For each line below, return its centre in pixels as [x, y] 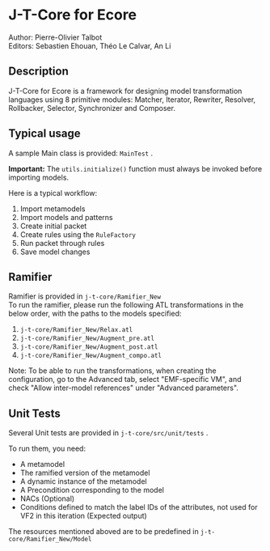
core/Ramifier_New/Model [50, 540]
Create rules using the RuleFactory [78, 234]
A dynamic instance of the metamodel [83, 481]
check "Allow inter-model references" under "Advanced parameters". [123, 388]
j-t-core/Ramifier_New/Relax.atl [76, 330]
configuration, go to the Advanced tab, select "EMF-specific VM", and [125, 379]
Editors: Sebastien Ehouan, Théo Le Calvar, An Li [90, 45]
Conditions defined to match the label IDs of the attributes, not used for [139, 507]
